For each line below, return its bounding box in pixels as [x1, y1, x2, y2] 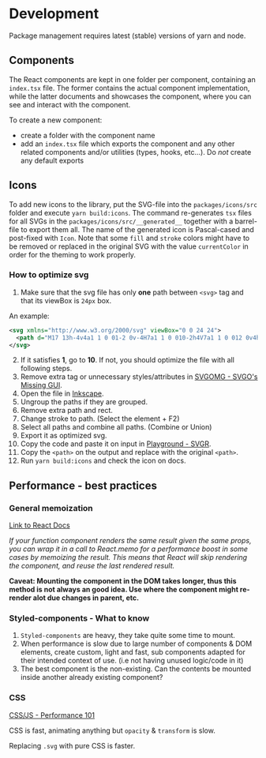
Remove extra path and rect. [20, 406, 114, 415]
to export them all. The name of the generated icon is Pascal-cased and [21, 224, 255, 234]
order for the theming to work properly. [9, 250, 137, 259]
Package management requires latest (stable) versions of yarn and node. [9, 31, 246, 40]
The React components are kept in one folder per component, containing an [9, 74, 256, 84]
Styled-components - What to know [9, 613, 150, 624]
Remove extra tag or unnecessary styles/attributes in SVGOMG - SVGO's [20, 372, 258, 381]
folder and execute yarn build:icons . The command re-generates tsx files [9, 208, 252, 217]
